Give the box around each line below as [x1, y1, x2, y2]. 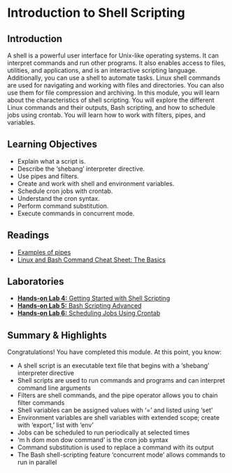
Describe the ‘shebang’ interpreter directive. [17, 164, 145, 173]
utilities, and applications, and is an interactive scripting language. [7, 66, 197, 74]
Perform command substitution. [17, 202, 109, 210]
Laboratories [7, 276, 64, 288]
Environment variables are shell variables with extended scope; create [17, 414, 220, 422]
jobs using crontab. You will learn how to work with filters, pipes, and [7, 111, 206, 119]
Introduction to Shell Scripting [7, 5, 185, 21]
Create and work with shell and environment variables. [17, 179, 175, 188]
